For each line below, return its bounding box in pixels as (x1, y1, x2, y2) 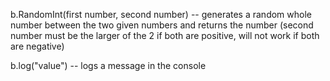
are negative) (10, 40, 65, 52)
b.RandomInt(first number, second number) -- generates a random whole (10, 9, 312, 20)
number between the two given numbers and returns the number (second (10, 19, 314, 31)
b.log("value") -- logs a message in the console (10, 60, 207, 71)
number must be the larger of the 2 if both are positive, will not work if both (10, 30, 320, 41)
